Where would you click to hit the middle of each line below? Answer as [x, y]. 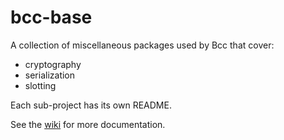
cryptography [53, 64]
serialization [50, 75]
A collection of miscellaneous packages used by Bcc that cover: [142, 45]
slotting [40, 85]
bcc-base [51, 17]
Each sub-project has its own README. [91, 105]
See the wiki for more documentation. [88, 124]
